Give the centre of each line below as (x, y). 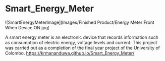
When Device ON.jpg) (27, 27)
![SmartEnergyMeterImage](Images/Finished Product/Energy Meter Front (80, 22)
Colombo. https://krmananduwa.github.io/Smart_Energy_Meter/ (70, 53)
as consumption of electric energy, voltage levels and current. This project (81, 42)
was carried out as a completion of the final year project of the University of (82, 48)
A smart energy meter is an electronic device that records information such (82, 37)
